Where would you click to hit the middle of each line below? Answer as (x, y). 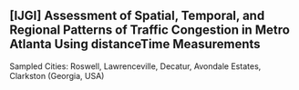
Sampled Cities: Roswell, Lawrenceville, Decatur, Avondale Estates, (135, 66)
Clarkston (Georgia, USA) (57, 75)
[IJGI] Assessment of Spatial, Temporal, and (137, 16)
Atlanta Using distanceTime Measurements (135, 44)
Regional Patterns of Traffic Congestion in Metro (149, 30)
